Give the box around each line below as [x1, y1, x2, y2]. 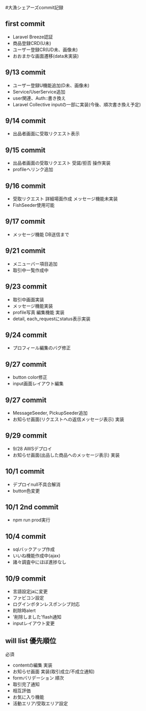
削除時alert [12, 607, 36, 613]
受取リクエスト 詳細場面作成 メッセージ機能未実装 [12, 196, 118, 202]
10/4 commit [5, 532, 46, 540]
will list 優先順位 [5, 636, 56, 645]
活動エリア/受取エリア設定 [12, 700, 68, 706]
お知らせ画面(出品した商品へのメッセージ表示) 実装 [12, 452, 120, 458]
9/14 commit [5, 116, 46, 125]
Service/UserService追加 [12, 88, 66, 94]
